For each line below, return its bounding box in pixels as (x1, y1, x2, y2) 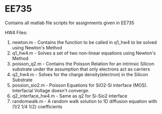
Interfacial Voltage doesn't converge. (12, 87, 90, 93)
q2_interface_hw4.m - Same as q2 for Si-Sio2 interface (12, 93, 128, 99)
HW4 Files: (5, 29, 28, 35)
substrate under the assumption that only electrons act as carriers (12, 66, 150, 72)
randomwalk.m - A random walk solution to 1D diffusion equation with (12, 98, 157, 104)
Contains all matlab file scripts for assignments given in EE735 (5, 20, 135, 26)
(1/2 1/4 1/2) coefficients (12, 103, 63, 109)
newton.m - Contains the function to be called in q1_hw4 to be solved (12, 39, 157, 45)
